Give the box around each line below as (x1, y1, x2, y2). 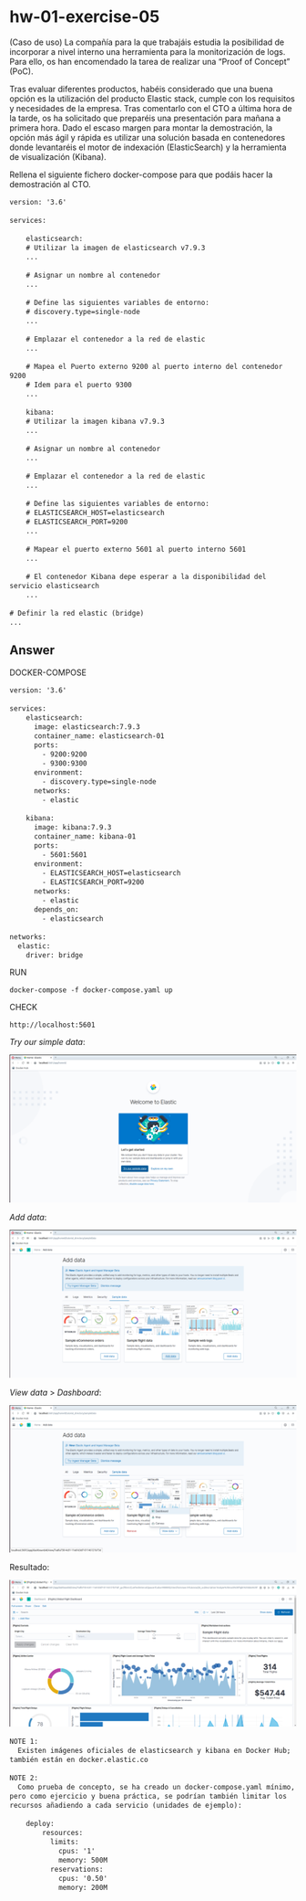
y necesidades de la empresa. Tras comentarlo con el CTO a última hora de (9, 102, 293, 113)
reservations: (49, 1865, 104, 1875)
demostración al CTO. (9, 178, 91, 189)
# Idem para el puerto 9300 (25, 380, 132, 389)
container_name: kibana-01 (33, 831, 137, 841)
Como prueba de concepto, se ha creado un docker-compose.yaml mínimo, (17, 1783, 296, 1792)
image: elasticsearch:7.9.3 (33, 722, 141, 732)
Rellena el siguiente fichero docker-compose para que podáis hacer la (9, 169, 273, 180)
